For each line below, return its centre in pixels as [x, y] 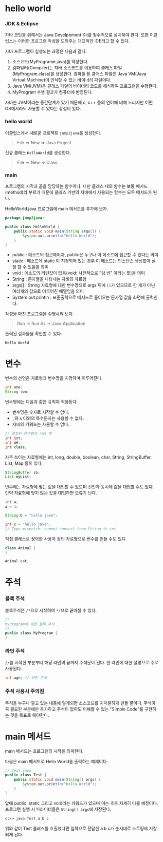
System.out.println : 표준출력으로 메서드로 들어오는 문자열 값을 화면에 [78, 297]
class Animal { [20, 548]
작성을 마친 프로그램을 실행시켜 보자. [39, 314]
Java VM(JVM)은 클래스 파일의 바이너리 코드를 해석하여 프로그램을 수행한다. [85, 86]
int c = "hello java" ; [28, 524]
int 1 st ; [14, 438]
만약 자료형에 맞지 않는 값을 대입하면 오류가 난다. [51, 493]
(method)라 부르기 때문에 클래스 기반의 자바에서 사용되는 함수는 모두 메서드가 [79, 192]
